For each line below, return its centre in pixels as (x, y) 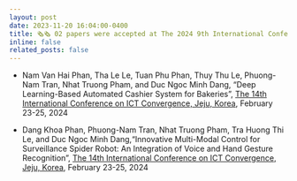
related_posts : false (49, 50)
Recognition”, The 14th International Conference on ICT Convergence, (149, 158)
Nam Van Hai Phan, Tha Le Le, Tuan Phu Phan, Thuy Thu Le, (132, 75)
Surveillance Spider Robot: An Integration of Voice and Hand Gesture (148, 149)
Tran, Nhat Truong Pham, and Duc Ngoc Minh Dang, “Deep (148, 85)
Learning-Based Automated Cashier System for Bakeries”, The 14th (145, 94)
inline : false (35, 42)
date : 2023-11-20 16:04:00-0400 (69, 26)
